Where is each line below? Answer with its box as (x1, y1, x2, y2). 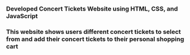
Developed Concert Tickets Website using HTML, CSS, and (6, 5, 178, 13)
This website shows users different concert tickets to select (6, 27, 181, 36)
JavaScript (6, 12, 38, 20)
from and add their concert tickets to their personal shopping (6, 35, 184, 43)
